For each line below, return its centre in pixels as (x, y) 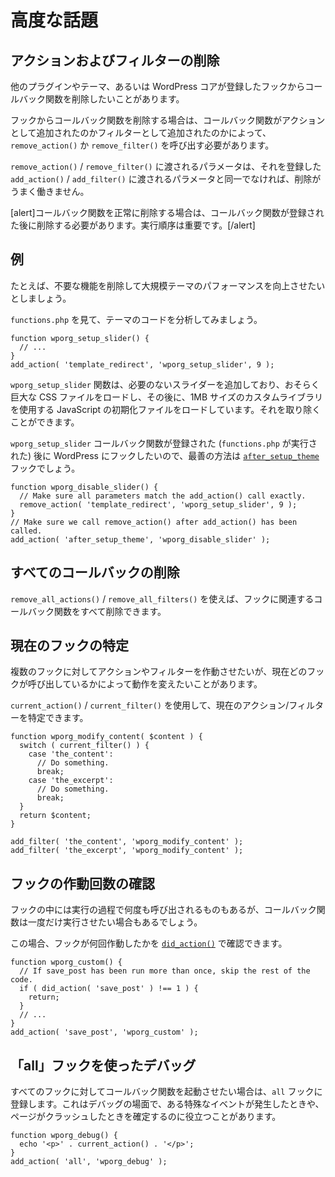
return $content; (55, 816)
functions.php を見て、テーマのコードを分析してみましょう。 (136, 319)
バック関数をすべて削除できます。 (97, 611)
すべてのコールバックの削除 (95, 572)
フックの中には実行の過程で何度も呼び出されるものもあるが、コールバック (163, 910)
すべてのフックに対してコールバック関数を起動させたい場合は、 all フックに (166, 1092)
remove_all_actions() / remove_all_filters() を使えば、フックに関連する (162, 598)
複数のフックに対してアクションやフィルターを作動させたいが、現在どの (159, 672)
